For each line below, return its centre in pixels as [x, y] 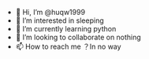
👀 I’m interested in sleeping [60, 20]
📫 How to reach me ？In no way [68, 46]
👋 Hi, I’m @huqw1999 [50, 12]
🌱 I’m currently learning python [66, 29]
